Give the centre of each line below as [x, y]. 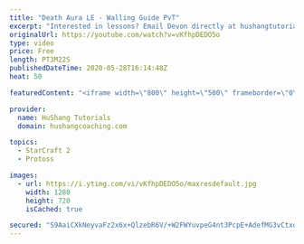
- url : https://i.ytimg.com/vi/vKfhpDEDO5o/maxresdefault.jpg [137, 183]
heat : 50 [26, 77]
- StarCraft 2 [44, 151]
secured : [26, 225]
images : [24, 175]
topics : [24, 142]
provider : [28, 109]
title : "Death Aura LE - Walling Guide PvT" [95, 18]
